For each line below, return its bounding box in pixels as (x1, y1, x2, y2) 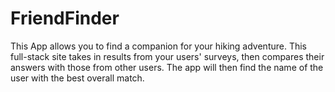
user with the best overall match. (10, 72, 145, 84)
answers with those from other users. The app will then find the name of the (10, 61, 324, 73)
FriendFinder (10, 7, 120, 30)
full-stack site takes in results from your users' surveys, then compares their (10, 50, 325, 62)
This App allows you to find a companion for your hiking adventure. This (10, 40, 308, 52)
